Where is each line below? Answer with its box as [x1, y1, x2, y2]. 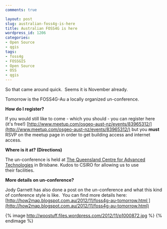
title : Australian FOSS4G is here [5, 26, 78, 31]
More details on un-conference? [5, 177, 74, 183]
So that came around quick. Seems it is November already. [5, 87, 128, 92]
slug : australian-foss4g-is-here [5, 21, 75, 26]
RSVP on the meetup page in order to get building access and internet [5, 132, 150, 137]
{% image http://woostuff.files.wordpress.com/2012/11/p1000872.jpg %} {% [5, 212, 162, 218]
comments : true [5, 7, 37, 13]
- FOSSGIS [5, 58, 26, 63]
